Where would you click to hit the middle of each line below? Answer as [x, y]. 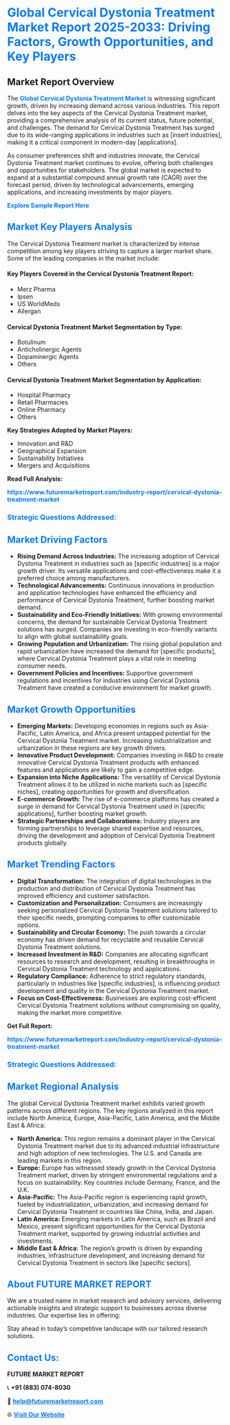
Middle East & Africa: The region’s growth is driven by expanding [110, 1248]
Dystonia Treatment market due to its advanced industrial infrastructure [118, 1146]
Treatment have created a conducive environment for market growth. [115, 688]
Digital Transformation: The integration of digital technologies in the [114, 881]
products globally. [43, 842]
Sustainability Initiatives [50, 458]
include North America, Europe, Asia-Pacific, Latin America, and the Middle [114, 1118]
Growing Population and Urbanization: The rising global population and [119, 644]
